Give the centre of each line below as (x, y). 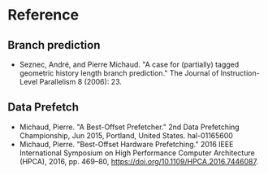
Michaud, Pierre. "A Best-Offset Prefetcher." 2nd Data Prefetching (130, 127)
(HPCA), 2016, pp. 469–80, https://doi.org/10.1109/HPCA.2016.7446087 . (139, 161)
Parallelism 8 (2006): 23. (81, 82)
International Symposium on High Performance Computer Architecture (137, 153)
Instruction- (240, 73)
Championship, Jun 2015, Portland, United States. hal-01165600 (126, 135)
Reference (43, 15)
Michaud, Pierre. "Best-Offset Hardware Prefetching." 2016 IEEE (126, 144)
